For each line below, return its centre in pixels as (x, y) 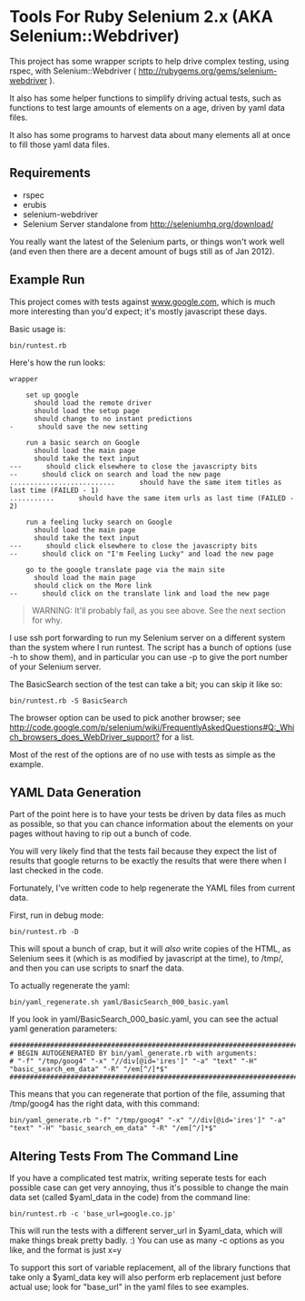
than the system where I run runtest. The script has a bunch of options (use (151, 647)
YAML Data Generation (75, 792)
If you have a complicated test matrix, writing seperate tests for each (138, 1178)
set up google (52, 395)
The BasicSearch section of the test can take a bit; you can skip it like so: (146, 684)
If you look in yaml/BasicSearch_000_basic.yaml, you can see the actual (144, 1020)
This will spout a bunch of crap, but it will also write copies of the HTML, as (150, 949)
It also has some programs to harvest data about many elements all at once (150, 134)
